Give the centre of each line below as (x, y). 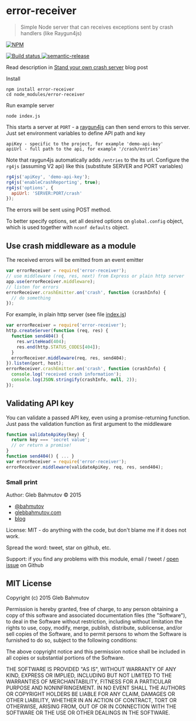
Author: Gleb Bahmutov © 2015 (44, 495)
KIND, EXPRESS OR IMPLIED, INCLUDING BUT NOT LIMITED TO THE (89, 675)
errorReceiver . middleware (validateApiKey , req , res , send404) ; (85, 467)
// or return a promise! (42, 445)
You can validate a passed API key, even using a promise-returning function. (98, 418)
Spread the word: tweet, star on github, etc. (59, 547)
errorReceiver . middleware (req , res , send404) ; (69, 358)
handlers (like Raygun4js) (51, 33)
